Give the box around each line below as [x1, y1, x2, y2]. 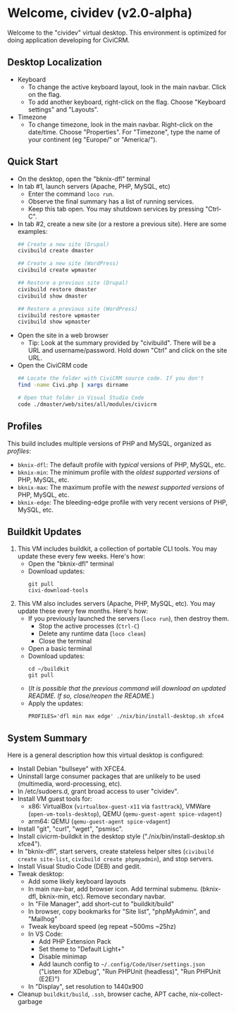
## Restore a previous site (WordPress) [17, 305, 138, 312]
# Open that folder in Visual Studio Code [17, 394, 144, 402]
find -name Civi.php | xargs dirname [17, 382, 129, 389]
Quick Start [7, 156, 58, 168]
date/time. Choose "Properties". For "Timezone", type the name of [27, 127, 221, 136]
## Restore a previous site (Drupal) [17, 279, 129, 287]
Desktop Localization [7, 57, 102, 69]
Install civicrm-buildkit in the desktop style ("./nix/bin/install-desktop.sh [17, 832, 225, 841]
